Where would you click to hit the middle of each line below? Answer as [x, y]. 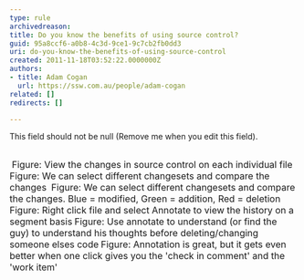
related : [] [32, 94]
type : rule [30, 18]
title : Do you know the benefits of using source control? [124, 35]
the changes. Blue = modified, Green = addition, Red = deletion [145, 199]
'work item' [33, 267]
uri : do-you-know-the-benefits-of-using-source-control [118, 52]
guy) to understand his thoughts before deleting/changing [134, 233]
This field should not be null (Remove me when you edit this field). [134, 137]
